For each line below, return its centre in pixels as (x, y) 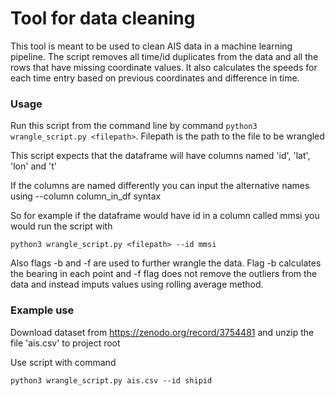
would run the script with (61, 226)
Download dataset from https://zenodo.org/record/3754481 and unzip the (162, 332)
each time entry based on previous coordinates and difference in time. (155, 78)
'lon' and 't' (34, 166)
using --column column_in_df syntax (86, 196)
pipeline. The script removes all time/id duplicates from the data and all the (164, 56)
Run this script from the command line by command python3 (134, 126)
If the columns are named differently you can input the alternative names (160, 186)
